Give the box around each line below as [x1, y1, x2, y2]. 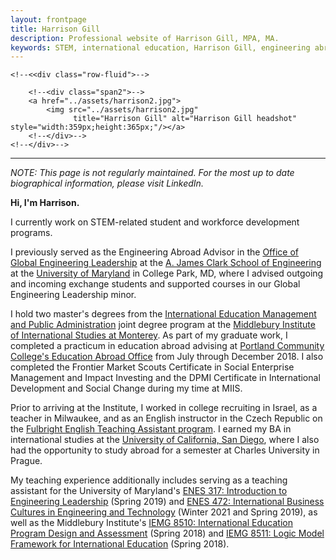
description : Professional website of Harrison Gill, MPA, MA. [10, 33, 280, 43]
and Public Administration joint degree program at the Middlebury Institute [10, 319, 316, 331]
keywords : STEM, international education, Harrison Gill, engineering [10, 42, 311, 53]
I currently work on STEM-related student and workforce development [10, 216, 300, 228]
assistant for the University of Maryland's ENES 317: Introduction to [10, 485, 288, 497]
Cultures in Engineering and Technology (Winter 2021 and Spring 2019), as [10, 506, 318, 518]
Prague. [10, 455, 43, 467]
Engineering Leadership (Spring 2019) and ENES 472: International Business [10, 496, 325, 508]
